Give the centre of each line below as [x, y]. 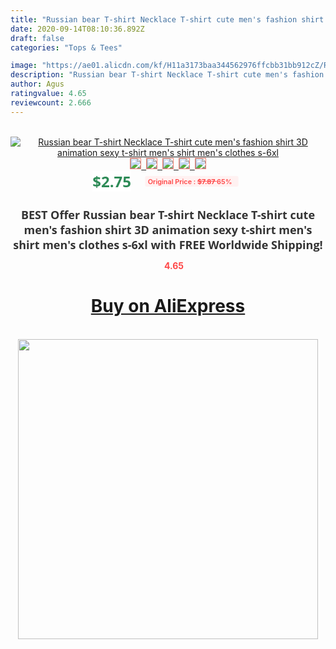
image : [24, 66]
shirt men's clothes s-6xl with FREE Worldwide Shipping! [168, 244]
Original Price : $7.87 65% [190, 181]
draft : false [37, 38]
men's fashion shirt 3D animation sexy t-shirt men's [168, 229]
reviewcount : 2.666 [51, 102]
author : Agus [37, 84]
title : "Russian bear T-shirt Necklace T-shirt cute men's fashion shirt [167, 19]
